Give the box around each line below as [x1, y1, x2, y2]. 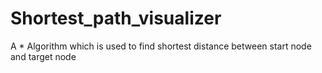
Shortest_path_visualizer [10, 7, 222, 30]
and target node [10, 50, 77, 62]
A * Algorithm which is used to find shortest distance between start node [10, 40, 312, 52]
